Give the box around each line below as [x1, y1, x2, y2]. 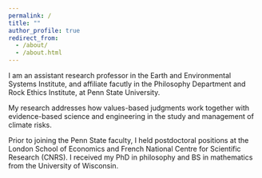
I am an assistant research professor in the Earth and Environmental [8, 71, 232, 80]
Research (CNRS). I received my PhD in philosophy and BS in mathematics [8, 152, 253, 162]
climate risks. [8, 121, 52, 129]
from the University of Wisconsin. [8, 161, 119, 170]
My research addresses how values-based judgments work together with [8, 103, 250, 113]
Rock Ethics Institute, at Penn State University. [8, 88, 161, 97]
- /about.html [15, 49, 62, 57]
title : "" [8, 19, 42, 27]
